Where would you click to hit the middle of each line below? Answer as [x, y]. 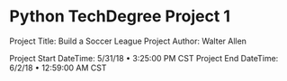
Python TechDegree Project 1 [120, 16]
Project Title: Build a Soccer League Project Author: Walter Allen [128, 41]
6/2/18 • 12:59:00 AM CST [58, 68]
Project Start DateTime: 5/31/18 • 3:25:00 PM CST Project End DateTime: [144, 58]
